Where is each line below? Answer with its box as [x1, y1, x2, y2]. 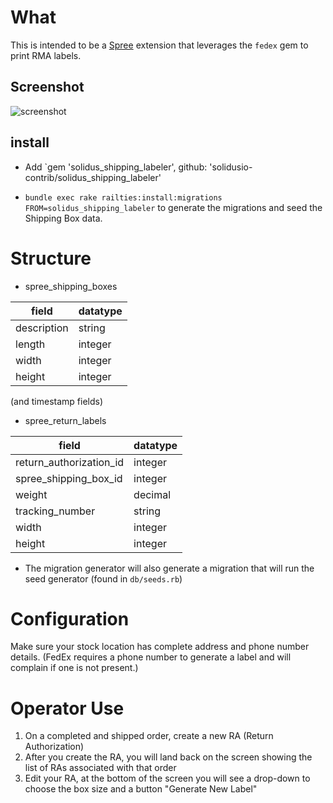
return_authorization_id [15, 455, 125, 469]
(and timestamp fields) [10, 395, 104, 407]
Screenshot [10, 79, 85, 96]
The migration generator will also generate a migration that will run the [24, 562, 315, 574]
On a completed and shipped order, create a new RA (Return [24, 730, 274, 742]
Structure [10, 247, 92, 270]
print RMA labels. [10, 49, 82, 61]
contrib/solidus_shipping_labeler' [24, 171, 162, 183]
